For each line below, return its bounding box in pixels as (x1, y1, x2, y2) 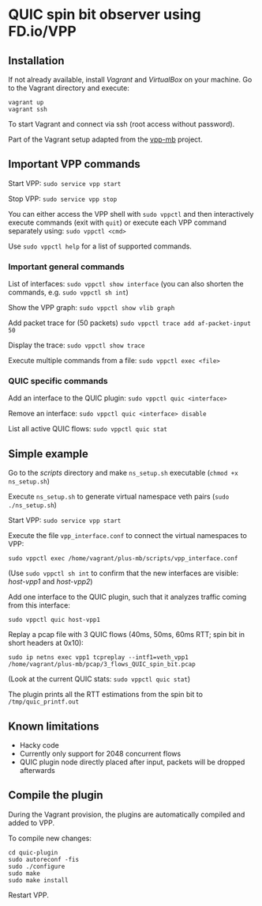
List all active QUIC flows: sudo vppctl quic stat (8, 424, 168, 434)
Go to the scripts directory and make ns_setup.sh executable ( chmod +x (8, 468, 238, 478)
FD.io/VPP (8, 22, 77, 40)
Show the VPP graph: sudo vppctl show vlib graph (8, 303, 175, 313)
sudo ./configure (8, 862, 65, 870)
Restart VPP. (8, 890, 49, 900)
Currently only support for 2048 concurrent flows (19, 749, 182, 759)
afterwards (19, 766, 55, 775)
